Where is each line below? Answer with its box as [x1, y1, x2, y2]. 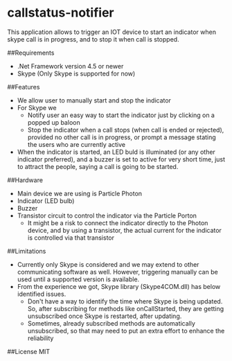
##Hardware [7, 175, 44, 184]
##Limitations [7, 247, 46, 255]
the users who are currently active [27, 140, 126, 148]
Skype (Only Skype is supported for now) [17, 69, 136, 78]
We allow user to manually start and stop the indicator [17, 96, 172, 105]
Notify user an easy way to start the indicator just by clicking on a [27, 111, 215, 119]
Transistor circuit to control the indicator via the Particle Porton [17, 211, 197, 220]
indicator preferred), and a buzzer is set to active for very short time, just [17, 155, 226, 164]
